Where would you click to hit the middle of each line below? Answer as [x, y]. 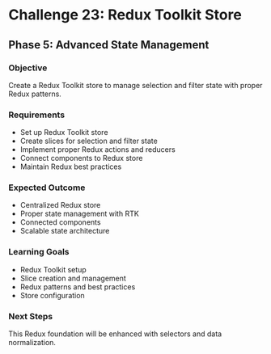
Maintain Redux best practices [71, 166]
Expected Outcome [47, 188]
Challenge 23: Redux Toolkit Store [125, 15]
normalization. [32, 343]
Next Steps [31, 316]
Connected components [60, 222]
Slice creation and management [73, 278]
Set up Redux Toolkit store [64, 133]
